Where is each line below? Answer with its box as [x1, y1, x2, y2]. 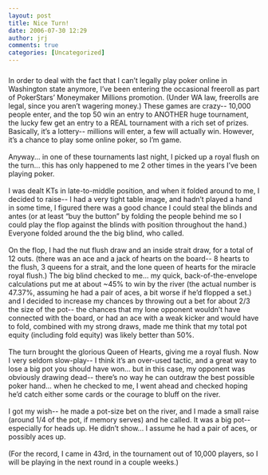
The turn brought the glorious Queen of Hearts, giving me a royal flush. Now [8, 347, 259, 356]
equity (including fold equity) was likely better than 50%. [8, 331, 195, 339]
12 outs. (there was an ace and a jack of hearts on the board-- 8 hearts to [8, 254, 250, 263]
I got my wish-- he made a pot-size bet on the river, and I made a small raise [8, 406, 259, 416]
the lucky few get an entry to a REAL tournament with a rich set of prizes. [8, 118, 249, 128]
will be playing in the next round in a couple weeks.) [8, 457, 179, 467]
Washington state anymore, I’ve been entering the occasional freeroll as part [8, 85, 260, 93]
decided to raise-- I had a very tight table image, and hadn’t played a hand [8, 195, 253, 204]
